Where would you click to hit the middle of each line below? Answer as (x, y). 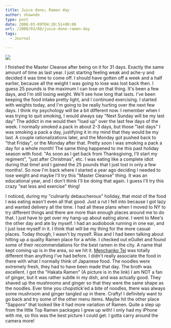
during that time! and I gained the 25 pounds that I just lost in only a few (81, 164)
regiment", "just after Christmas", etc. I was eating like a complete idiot (79, 159)
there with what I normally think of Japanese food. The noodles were (78, 261)
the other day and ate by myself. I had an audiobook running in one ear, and (85, 223)
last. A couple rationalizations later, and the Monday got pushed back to (81, 137)
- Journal (20, 39)
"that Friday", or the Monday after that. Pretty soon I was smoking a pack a (84, 143)
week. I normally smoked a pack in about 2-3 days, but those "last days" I (83, 127)
